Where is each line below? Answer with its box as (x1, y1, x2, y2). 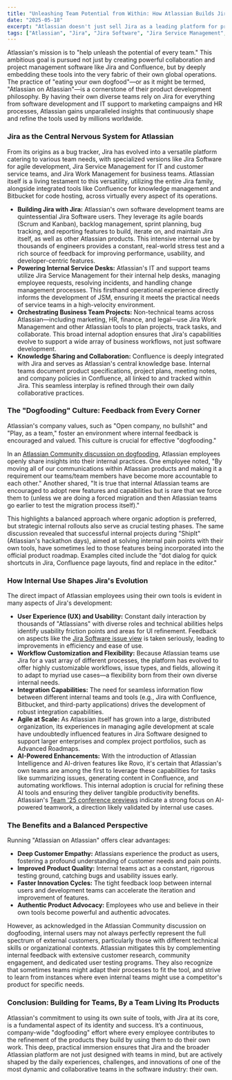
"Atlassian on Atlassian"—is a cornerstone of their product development (7, 85, 212, 93)
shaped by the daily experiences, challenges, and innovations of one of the (7, 1057, 221, 1065)
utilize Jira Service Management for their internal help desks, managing (17, 271, 221, 279)
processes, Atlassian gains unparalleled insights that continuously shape (7, 107, 214, 115)
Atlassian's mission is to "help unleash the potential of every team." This (7, 48, 213, 57)
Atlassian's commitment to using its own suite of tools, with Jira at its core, (7, 1014, 220, 1022)
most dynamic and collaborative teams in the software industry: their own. (7, 1065, 219, 1073)
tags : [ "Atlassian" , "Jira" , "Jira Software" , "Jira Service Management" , (7, 29, 227, 37)
